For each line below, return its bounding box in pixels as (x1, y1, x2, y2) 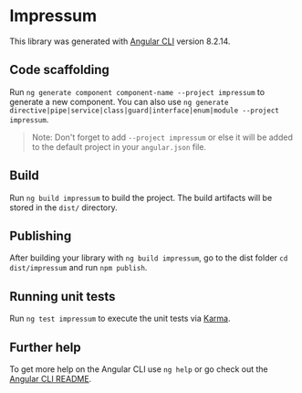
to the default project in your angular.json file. (31, 141, 207, 152)
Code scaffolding (9, 62, 109, 78)
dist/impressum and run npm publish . (9, 262, 148, 273)
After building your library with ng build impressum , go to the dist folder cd (9, 252, 288, 263)
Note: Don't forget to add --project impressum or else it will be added (31, 132, 294, 143)
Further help (9, 339, 82, 355)
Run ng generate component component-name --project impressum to (9, 86, 266, 97)
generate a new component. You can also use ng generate (9, 96, 229, 107)
